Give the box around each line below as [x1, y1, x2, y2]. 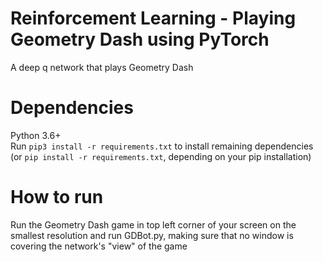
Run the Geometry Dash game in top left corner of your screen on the [10, 218, 297, 231]
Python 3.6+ [10, 129, 62, 141]
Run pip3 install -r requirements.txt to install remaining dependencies [10, 140, 314, 152]
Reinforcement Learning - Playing [10, 7, 297, 30]
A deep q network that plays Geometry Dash [10, 61, 194, 73]
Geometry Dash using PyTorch [10, 28, 270, 51]
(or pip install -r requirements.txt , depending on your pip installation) [10, 150, 312, 162]
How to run [10, 186, 104, 209]
